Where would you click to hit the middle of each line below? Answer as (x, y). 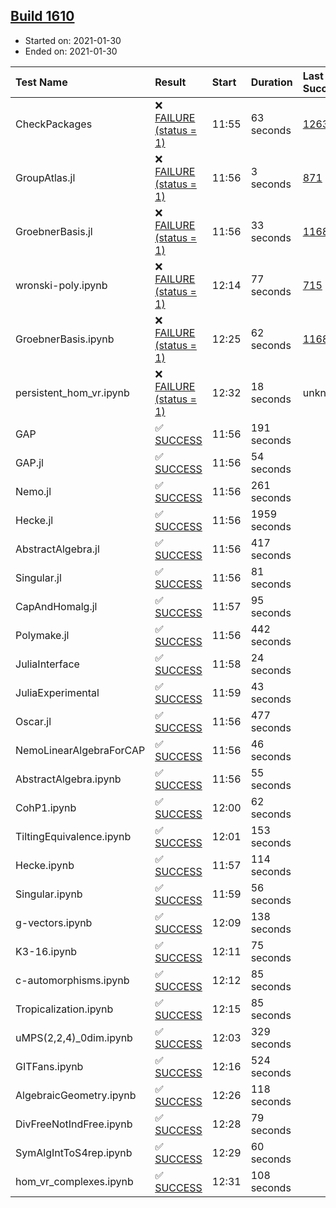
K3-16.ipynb (46, 951)
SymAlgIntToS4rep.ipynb (74, 1152)
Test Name (41, 82)
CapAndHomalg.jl (56, 606)
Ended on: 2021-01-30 (71, 51)
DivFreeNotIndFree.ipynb (74, 1124)
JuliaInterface (47, 664)
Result (170, 82)
